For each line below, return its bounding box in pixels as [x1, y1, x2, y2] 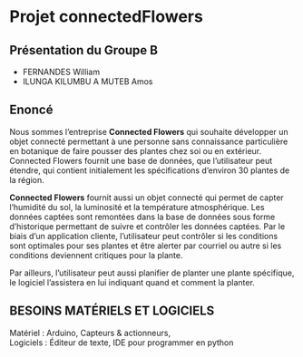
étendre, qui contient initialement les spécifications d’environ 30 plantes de [9, 165, 290, 176]
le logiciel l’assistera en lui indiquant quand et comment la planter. [9, 276, 256, 287]
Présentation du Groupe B [9, 43, 159, 58]
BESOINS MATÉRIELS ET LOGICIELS [9, 304, 215, 319]
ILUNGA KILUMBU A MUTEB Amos [22, 76, 153, 87]
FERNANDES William [22, 66, 101, 77]
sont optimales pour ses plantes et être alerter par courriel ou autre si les [9, 240, 282, 251]
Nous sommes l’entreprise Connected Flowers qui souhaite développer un [9, 126, 288, 137]
